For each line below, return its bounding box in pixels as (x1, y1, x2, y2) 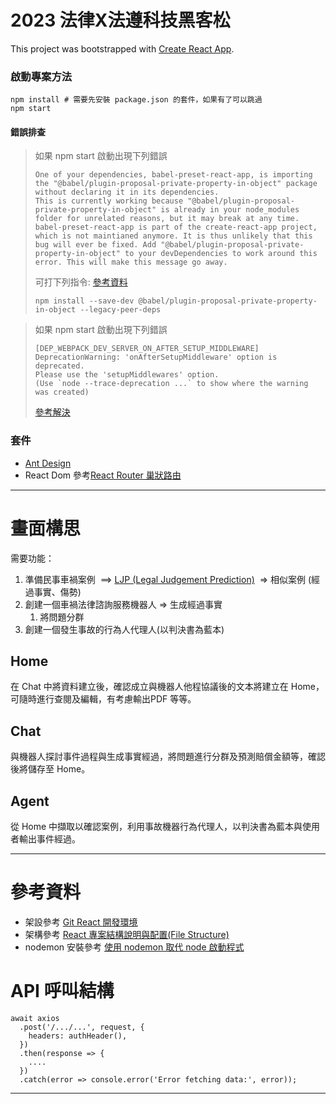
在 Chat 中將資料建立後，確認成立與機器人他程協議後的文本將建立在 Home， (10, 681, 325, 693)
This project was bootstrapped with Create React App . (10, 42, 235, 55)
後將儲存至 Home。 (10, 763, 91, 775)
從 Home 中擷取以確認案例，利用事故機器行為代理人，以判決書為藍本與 (10, 821, 303, 833)
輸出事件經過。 (18, 833, 81, 845)
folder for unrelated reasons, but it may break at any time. (34, 214, 300, 224)
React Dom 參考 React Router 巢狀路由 (24, 469, 182, 481)
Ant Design (24, 457, 72, 469)
